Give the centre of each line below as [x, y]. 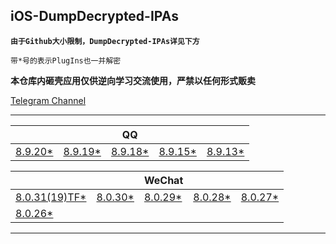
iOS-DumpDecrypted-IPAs [94, 16]
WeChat [163, 180]
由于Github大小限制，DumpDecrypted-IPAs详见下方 [105, 41]
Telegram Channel [48, 100]
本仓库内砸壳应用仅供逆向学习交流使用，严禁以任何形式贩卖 [133, 80]
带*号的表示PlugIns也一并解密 [66, 60]
